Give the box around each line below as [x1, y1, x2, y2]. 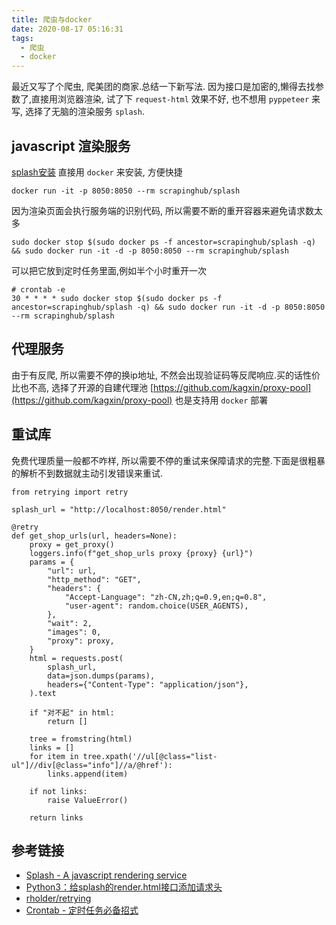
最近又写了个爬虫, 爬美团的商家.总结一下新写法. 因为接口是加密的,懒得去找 [11, 81, 316, 93]
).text [29, 688, 57, 698]
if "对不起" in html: [29, 707, 115, 718]
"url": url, [47, 566, 98, 576]
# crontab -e [11, 284, 66, 295]
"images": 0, [47, 627, 102, 637]
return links [29, 812, 84, 823]
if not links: [29, 786, 88, 796]
